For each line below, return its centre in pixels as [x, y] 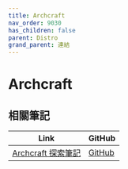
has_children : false [42, 30]
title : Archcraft [37, 15]
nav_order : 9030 [35, 23]
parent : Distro [33, 38]
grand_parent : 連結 [39, 45]
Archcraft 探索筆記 [47, 153]
